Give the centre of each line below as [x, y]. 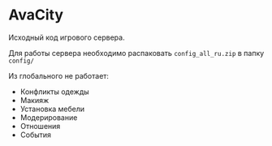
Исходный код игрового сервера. [67, 37]
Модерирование [49, 117]
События [35, 135]
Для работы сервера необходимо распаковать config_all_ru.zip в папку [136, 53]
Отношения [40, 126]
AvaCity [36, 15]
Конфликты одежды [54, 92]
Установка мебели [52, 109]
